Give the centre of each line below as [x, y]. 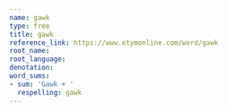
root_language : [38, 59]
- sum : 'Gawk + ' [42, 84]
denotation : [31, 68]
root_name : [30, 51]
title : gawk [31, 34]
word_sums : [30, 76]
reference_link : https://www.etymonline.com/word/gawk [114, 43]
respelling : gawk [50, 92]
